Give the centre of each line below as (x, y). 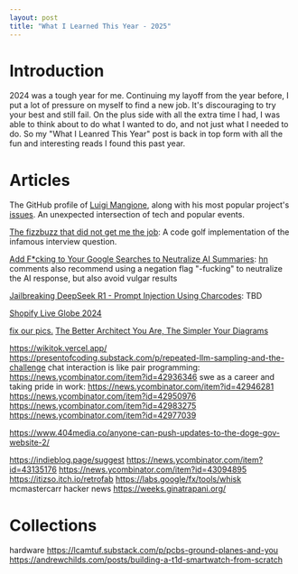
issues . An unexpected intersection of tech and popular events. (127, 215)
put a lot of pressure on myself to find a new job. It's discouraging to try (143, 106)
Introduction (57, 71)
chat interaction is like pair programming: (124, 367)
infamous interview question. (63, 242)
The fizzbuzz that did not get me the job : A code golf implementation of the (149, 232)
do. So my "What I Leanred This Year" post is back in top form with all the (146, 134)
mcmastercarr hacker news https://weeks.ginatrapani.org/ (118, 489)
